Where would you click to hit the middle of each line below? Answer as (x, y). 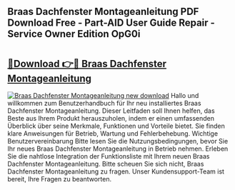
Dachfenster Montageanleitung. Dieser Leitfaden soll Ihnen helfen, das (111, 111)
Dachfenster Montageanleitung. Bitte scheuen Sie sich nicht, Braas (106, 164)
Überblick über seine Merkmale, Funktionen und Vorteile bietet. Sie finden (116, 126)
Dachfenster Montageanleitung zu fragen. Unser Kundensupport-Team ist (116, 171)
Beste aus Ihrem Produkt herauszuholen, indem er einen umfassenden (111, 118)
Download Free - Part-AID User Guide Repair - (111, 23)
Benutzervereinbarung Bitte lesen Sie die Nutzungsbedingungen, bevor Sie (118, 141)
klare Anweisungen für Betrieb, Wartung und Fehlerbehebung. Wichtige (113, 134)
